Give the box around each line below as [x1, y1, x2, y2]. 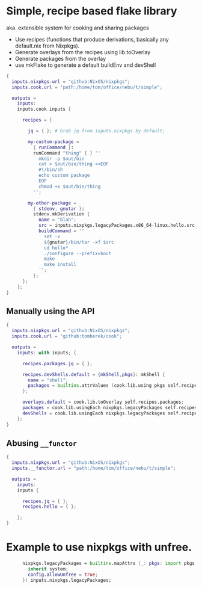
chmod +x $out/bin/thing [38, 183, 101, 190]
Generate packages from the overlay [14, 55, 106, 62]
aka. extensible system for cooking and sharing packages [6, 24, 149, 31]
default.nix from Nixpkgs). [14, 42, 80, 49]
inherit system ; [28, 566, 69, 572]
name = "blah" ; [38, 217, 77, 223]
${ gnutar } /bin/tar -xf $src [44, 239, 114, 245]
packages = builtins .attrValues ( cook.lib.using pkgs [28, 383, 165, 389]
